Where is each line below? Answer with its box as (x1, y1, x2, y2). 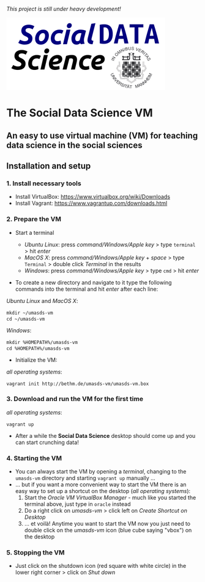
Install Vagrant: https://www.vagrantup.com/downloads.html (15, 199, 168, 207)
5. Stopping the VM (6, 548, 65, 557)
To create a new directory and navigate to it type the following (15, 278, 173, 286)
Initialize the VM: (15, 356, 58, 364)
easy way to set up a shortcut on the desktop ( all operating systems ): (15, 488, 191, 495)
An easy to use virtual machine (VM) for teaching (6, 130, 198, 140)
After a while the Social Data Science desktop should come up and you (15, 432, 196, 439)
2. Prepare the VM (6, 215, 61, 223)
